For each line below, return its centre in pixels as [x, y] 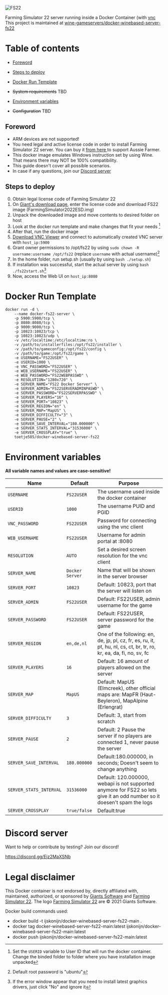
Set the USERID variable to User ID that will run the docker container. [82, 951]
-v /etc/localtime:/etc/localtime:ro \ [56, 341]
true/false [79, 811]
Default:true [111, 811]
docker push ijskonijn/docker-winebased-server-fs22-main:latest [80, 937]
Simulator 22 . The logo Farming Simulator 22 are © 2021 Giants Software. [81, 902]
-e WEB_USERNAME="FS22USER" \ [46, 371]
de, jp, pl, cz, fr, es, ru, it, [126, 640]
